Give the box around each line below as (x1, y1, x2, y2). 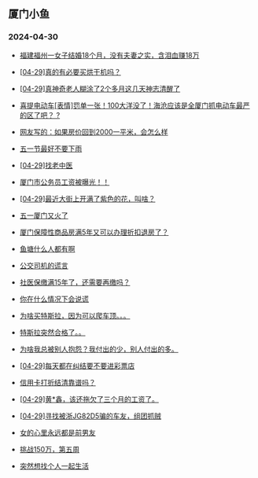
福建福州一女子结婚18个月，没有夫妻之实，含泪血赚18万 (19, 50, 200, 60)
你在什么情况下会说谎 (19, 294, 89, 303)
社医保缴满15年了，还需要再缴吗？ (19, 278, 131, 287)
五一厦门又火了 (19, 211, 68, 220)
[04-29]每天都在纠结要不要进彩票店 (19, 361, 135, 370)
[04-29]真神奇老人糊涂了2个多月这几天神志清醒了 (19, 83, 181, 93)
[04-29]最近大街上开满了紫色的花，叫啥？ (19, 193, 156, 203)
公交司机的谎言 (19, 260, 68, 270)
